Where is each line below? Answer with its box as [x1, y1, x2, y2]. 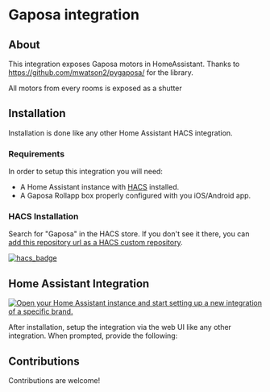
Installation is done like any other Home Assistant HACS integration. [8, 127, 233, 138]
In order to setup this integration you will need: [8, 167, 164, 177]
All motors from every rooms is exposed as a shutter [8, 83, 183, 93]
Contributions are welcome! [8, 376, 101, 386]
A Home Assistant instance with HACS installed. [19, 182, 180, 192]
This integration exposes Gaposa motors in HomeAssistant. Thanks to [8, 59, 240, 69]
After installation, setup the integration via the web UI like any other [8, 323, 232, 332]
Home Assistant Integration [8, 277, 150, 290]
